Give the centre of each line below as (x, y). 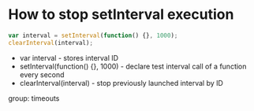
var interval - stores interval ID (69, 57)
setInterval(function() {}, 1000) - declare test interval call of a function (133, 66)
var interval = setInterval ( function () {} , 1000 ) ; (93, 35)
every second (42, 74)
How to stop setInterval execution (121, 15)
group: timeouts (34, 98)
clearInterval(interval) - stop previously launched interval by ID (121, 83)
